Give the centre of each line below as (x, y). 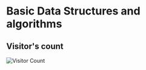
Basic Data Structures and (73, 11)
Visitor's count (35, 46)
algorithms (34, 24)
